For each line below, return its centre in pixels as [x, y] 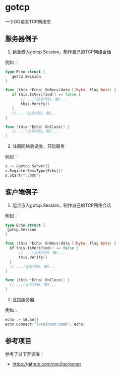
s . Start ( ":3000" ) [23, 175]
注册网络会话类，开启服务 [38, 146]
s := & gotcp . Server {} [28, 166]
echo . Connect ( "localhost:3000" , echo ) [45, 324]
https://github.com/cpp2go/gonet [47, 364]
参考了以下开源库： [25, 354]
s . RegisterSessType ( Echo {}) [34, 171]
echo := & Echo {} [22, 319]
